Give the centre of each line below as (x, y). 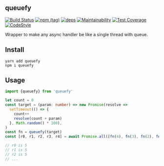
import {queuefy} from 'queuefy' (39, 92)
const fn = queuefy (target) (34, 132)
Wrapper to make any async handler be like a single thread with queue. (76, 34)
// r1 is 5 (16, 150)
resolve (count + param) (38, 118)
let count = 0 (20, 100)
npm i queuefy (20, 65)
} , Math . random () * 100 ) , (36, 123)
